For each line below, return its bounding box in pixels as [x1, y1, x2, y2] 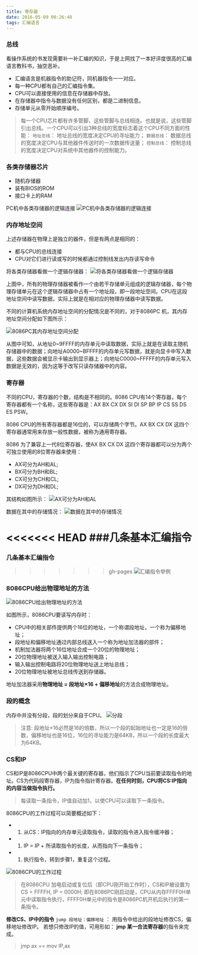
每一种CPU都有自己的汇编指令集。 [14, 82, 98, 89]
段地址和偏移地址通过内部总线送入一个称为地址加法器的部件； [14, 639, 165, 646]
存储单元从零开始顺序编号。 [14, 104, 82, 111]
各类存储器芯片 [6, 163, 49, 171]
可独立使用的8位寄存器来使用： [6, 448, 82, 455]
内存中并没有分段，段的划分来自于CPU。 [6, 711, 105, 718]
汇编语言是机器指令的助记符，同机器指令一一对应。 [14, 75, 139, 82]
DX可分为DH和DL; [14, 483, 59, 490]
